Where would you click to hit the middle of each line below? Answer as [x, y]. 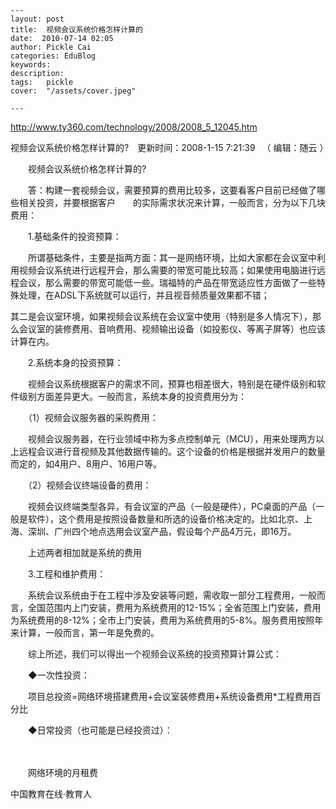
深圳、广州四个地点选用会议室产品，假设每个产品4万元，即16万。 [162, 531]
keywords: [31, 65]
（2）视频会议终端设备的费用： [89, 485]
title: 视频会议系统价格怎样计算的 [76, 30]
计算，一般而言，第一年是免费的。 [89, 632]
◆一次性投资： [58, 675]
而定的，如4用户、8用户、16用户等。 [86, 464]
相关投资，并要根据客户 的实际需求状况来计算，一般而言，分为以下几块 [172, 202]
